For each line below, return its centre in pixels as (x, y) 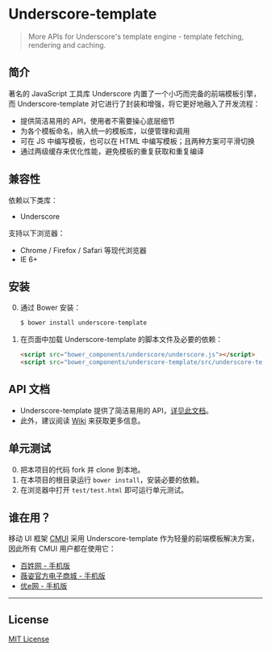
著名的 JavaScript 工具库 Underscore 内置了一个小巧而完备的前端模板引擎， (134, 93)
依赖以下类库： (33, 200)
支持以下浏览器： (37, 233)
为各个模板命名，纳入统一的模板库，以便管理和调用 (105, 131)
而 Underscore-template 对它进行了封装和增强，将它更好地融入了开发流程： (134, 104)
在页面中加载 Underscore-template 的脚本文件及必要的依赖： (121, 340)
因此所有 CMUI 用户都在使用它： (62, 549)
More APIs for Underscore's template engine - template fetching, (136, 36)
